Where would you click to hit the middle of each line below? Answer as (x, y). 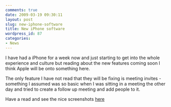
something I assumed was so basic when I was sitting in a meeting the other (86, 84)
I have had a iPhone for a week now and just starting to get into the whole (82, 58)
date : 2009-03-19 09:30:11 (34, 15)
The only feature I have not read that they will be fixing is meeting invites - (83, 78)
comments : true (21, 10)
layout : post (19, 19)
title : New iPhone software (35, 29)
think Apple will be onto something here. (48, 68)
